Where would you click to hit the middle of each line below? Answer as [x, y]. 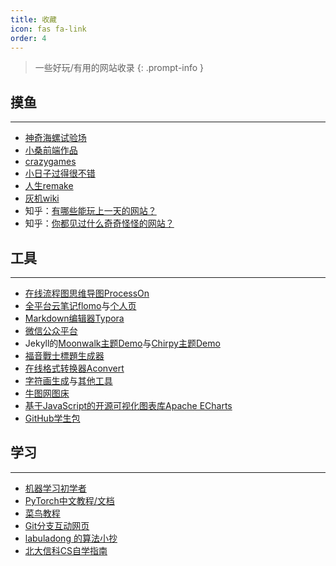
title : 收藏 [33, 19]
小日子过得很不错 [60, 173]
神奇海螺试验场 [55, 138]
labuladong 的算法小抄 [71, 538]
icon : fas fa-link [48, 29]
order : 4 [28, 38]
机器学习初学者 [55, 488]
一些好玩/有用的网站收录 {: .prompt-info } [119, 68]
